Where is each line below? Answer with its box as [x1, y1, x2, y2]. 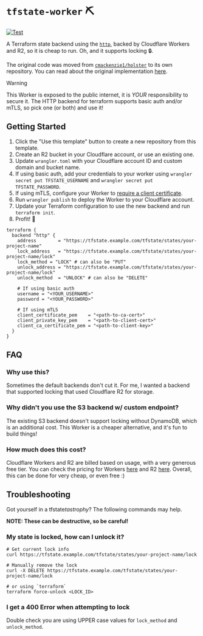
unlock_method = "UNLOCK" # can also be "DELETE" [17, 275, 148, 281]
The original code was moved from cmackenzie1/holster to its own [6, 61, 173, 68]
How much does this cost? [6, 445, 86, 454]
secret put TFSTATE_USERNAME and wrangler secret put [15, 176, 153, 183]
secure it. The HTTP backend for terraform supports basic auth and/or [6, 97, 183, 104]
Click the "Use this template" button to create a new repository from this [15, 137, 196, 145]
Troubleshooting [6, 490, 71, 500]
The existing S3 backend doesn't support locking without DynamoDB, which [6, 417, 198, 425]
